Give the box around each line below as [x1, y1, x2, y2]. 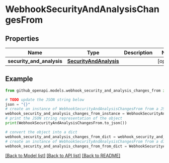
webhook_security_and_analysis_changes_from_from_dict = [5, 143, 127, 149]
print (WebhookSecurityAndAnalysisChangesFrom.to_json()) [5, 121, 127, 126]
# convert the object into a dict [5, 129, 78, 134]
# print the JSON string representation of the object [5, 116, 123, 121]
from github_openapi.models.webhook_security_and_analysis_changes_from [5, 88, 161, 93]
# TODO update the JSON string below [5, 97, 84, 102]
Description [124, 49, 153, 56]
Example [5, 74, 33, 84]
